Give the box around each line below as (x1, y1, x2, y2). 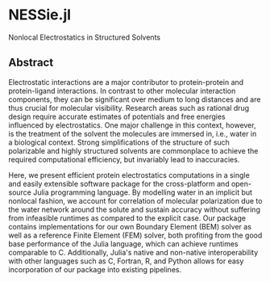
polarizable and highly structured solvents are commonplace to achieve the (8, 145, 259, 155)
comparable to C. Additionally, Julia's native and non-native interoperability (8, 247, 259, 257)
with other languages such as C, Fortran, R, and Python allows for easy (8, 256, 244, 266)
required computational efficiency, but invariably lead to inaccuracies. (8, 154, 240, 164)
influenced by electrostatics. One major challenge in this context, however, (8, 120, 256, 130)
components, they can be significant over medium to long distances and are (8, 95, 261, 104)
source (8, 187, 32, 197)
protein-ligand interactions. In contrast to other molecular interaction (8, 86, 236, 95)
